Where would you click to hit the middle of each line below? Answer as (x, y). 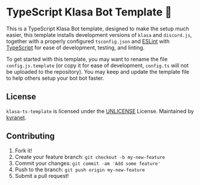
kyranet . (16, 117)
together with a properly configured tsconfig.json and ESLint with (88, 41)
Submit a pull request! (42, 175)
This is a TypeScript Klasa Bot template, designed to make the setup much (98, 29)
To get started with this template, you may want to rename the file (87, 59)
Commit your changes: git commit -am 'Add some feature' (88, 163)
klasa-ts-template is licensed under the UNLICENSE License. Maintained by (100, 111)
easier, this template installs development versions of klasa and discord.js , (99, 35)
